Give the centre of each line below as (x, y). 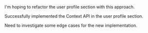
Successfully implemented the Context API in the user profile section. (74, 16)
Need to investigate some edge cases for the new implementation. (71, 25)
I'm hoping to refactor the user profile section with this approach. (70, 7)
